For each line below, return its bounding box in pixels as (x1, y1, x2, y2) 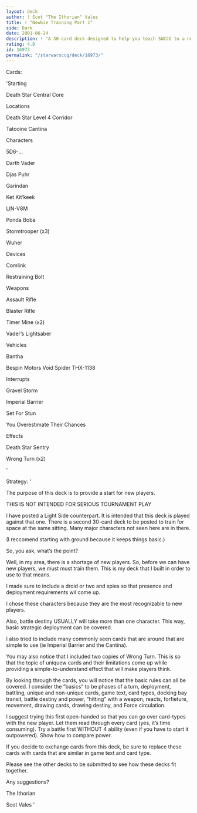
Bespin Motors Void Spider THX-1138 (6, 364, 96, 371)
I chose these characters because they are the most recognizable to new (6, 600, 183, 607)
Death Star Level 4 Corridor (6, 114, 73, 121)
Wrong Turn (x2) (6, 455, 46, 462)
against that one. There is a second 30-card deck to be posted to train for (6, 518, 185, 525)
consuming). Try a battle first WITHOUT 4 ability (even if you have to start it (6, 726, 189, 733)
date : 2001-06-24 (6, 31, 49, 36)
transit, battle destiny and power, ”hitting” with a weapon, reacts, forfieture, (6, 695, 188, 702)
